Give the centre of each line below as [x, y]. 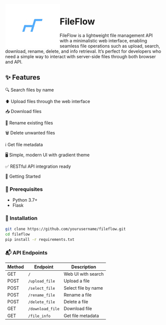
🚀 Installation [21, 218]
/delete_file [42, 302]
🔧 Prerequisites [24, 189]
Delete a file [76, 302]
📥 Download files [23, 111]
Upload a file [77, 281]
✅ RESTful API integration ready [38, 166]
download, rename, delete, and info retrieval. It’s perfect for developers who [83, 51]
